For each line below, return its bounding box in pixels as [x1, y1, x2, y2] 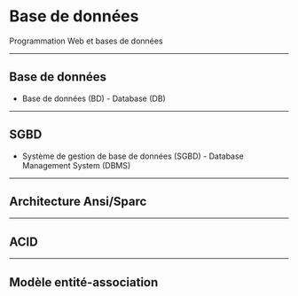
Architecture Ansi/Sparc [9, 193, 147, 209]
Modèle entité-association [9, 275, 159, 290]
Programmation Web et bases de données [9, 35, 163, 46]
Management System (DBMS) [21, 160, 131, 170]
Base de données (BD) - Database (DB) [21, 93, 166, 104]
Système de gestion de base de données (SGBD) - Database [21, 151, 244, 161]
